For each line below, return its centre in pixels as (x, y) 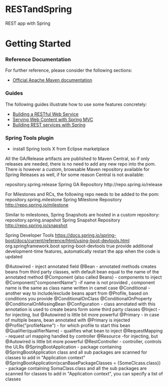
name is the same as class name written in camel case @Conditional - (78, 288)
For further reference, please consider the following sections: (69, 70)
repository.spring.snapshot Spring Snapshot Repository (63, 220)
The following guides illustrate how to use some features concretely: (76, 104)
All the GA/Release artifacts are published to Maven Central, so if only (77, 159)
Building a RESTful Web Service (46, 114)
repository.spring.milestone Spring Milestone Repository (64, 200)
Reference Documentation (38, 60)
